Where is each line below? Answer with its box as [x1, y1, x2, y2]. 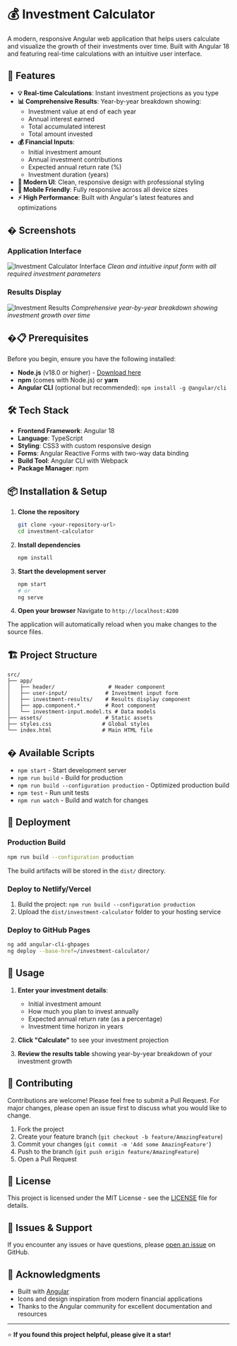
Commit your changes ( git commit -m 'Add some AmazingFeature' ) [17, 1139, 212, 1148]
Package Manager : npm [17, 464, 89, 473]
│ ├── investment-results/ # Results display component [7, 696, 191, 703]
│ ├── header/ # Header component [7, 684, 166, 691]
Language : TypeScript [17, 434, 83, 442]
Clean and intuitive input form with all [107, 262, 217, 271]
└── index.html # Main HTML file [7, 727, 153, 734]
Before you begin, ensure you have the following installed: [7, 354, 176, 363]
